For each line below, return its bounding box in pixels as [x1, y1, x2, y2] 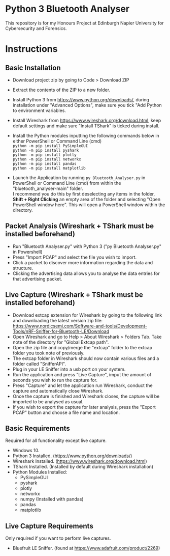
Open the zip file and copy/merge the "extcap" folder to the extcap [12, 344, 153, 350]
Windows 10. [12, 448, 40, 454]
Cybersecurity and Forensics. [5, 25, 67, 31]
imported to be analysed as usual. [12, 398, 84, 405]
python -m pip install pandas [12, 161, 77, 166]
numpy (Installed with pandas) [20, 496, 84, 502]
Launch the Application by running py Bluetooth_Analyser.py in [12, 174, 146, 181]
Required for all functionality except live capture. [5, 437, 107, 443]
